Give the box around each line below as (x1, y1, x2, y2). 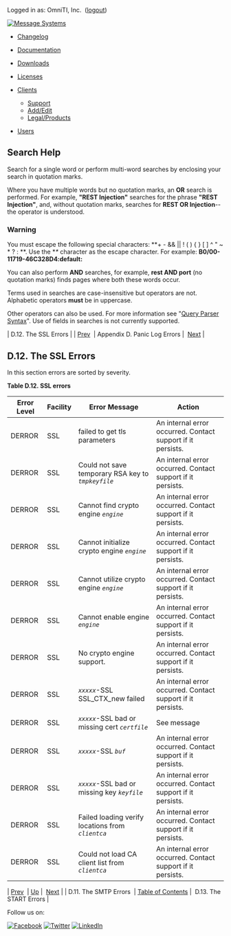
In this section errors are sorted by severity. (7, 368, 131, 377)
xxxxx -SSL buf (78, 746, 126, 755)
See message (155, 717, 201, 727)
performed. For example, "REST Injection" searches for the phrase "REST (7, 192, 218, 201)
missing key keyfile (78, 787, 143, 796)
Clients (16, 86, 38, 93)
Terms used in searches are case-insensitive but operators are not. (7, 289, 197, 298)
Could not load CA (78, 849, 137, 858)
